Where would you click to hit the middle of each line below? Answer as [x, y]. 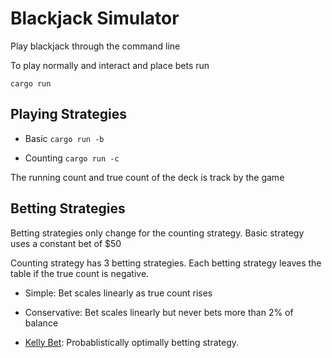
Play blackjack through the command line [95, 46]
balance [41, 323]
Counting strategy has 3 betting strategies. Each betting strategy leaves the [166, 263]
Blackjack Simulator [95, 18]
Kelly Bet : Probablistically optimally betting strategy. [132, 342]
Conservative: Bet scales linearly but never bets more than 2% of [159, 312]
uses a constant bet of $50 [66, 243]
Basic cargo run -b [64, 138]
